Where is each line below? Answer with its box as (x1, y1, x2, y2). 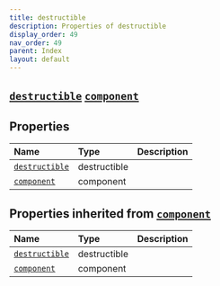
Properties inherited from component (9, 206, 211, 221)
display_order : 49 (9, 30, 78, 39)
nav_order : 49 (9, 38, 63, 48)
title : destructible (9, 13, 87, 22)
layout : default (9, 55, 70, 64)
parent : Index (9, 47, 63, 56)
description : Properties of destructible (9, 22, 167, 31)
